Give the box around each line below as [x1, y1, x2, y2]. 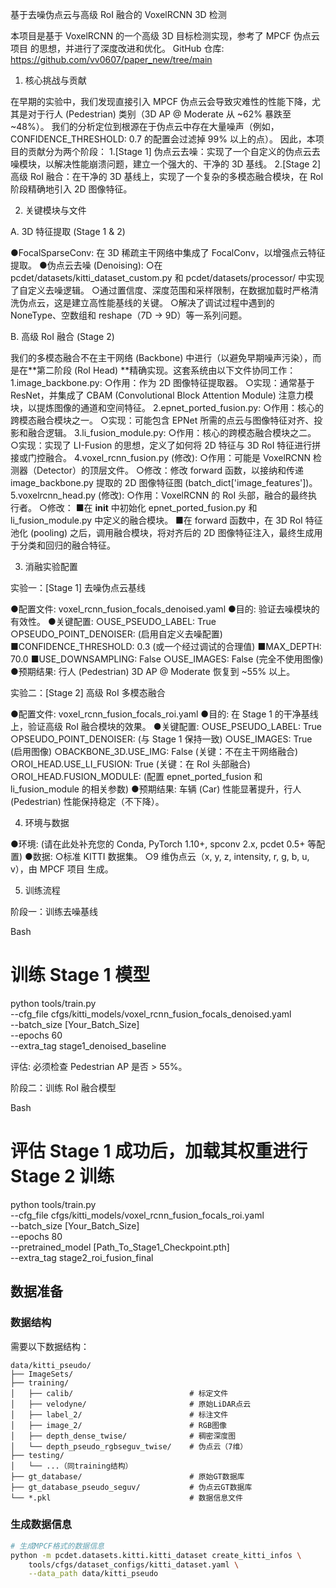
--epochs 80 [10, 1230, 63, 1242]
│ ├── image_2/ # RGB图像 [10, 1420, 227, 1430]
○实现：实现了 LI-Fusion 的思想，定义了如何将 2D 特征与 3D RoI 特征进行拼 [10, 439, 322, 451]
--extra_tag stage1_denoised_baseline [10, 1039, 167, 1052]
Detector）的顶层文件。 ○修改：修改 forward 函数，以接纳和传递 [36, 464, 305, 476]
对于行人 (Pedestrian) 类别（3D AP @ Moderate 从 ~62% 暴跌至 [27, 108, 292, 120]
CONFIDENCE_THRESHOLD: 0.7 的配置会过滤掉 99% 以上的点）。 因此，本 [10, 133, 316, 145]
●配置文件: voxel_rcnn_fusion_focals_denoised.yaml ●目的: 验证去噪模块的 [10, 603, 320, 615]
